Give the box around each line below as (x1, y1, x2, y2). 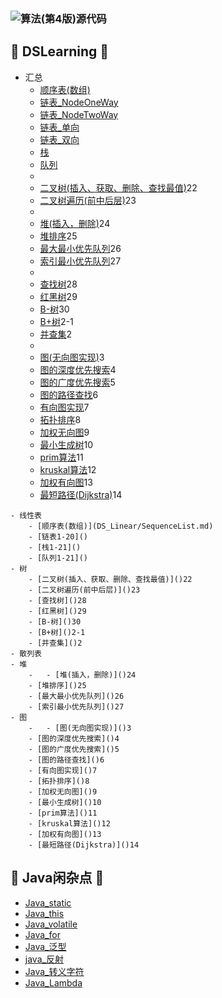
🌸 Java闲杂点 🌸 (10, 870, 105, 887)
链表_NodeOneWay (39, 96, 119, 108)
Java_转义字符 (24, 965, 85, 977)
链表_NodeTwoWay (39, 108, 119, 120)
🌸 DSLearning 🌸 (10, 43, 110, 60)
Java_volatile (24, 918, 78, 930)
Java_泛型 (24, 940, 67, 952)
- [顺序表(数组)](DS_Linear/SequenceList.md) (28, 521, 214, 531)
